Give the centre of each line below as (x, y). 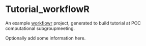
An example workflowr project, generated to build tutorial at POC (73, 23)
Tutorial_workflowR (48, 9)
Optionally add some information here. (46, 38)
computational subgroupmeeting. (40, 28)
